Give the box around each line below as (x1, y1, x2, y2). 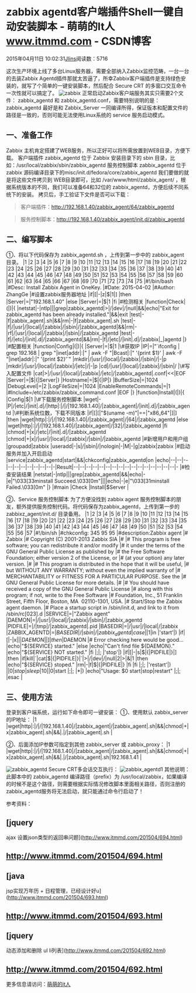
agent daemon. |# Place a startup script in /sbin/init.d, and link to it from (6, 604, 180, 611)
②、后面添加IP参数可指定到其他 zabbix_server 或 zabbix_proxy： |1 (6, 741, 171, 748)
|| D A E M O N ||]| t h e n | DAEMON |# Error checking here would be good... (18, 636, 184, 643)
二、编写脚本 (6, 235, 53, 245)
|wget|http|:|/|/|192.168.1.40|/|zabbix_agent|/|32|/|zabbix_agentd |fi (6, 422, 168, 429)
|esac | (6, 674, 23, 681)
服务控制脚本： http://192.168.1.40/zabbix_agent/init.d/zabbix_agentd (20, 215, 185, 222)
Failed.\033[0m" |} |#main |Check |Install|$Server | (6, 484, 129, 491)
